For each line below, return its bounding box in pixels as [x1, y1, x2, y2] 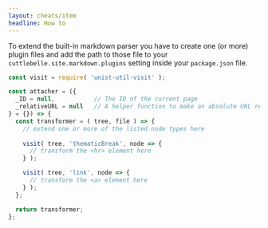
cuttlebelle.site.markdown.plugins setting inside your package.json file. [8, 57, 248, 68]
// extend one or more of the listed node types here [22, 124, 205, 132]
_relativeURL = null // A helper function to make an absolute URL [15, 103, 251, 111]
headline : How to [8, 19, 66, 27]
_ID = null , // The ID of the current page [15, 95, 198, 104]
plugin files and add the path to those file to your [8, 49, 168, 59]
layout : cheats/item [8, 11, 77, 20]
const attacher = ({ [8, 88, 77, 96]
